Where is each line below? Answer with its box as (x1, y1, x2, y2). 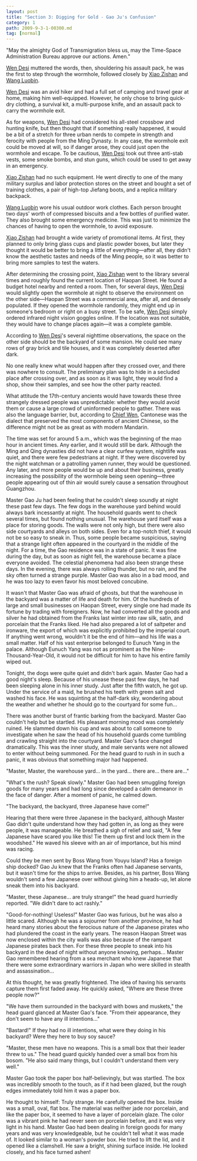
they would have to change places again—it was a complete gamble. (6, 320, 172, 328)
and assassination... (6, 967, 55, 975)
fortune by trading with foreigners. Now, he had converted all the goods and (6, 608, 190, 616)
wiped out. (6, 658, 32, 666)
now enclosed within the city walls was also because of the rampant (6, 936, 172, 943)
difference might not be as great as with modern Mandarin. (6, 424, 149, 431)
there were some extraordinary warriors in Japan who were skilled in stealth (6, 961, 191, 968)
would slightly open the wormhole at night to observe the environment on (6, 289, 184, 296)
